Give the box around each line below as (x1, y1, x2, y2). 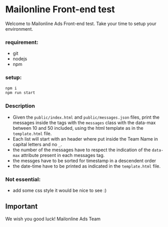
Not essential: (5, 175, 41, 183)
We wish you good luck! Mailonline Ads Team (5, 216, 101, 222)
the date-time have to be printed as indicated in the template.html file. (12, 163, 161, 169)
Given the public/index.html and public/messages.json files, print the (12, 114, 160, 120)
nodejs (12, 56, 27, 62)
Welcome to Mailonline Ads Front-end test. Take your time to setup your (5, 20, 157, 27)
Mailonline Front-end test (5, 4, 115, 15)
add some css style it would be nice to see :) (12, 187, 107, 193)
